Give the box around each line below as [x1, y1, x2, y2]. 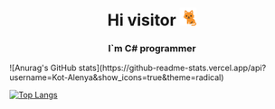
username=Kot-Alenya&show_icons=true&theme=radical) [9, 72, 224, 83]
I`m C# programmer [108, 42, 196, 55]
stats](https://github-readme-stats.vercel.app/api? [78, 62, 267, 74]
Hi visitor [107, 10, 176, 31]
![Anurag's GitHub [9, 62, 77, 74]
